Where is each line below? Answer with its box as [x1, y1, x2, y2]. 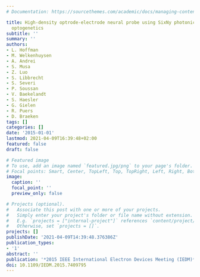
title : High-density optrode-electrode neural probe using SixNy [6, 19, 171, 26]
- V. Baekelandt [6, 92, 46, 97]
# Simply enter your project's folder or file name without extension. [6, 212, 193, 218]
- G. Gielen [6, 102, 36, 108]
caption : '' [11, 180, 42, 185]
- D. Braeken [6, 114, 39, 119]
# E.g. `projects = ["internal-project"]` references [6, 218, 148, 224]
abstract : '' [6, 251, 39, 257]
